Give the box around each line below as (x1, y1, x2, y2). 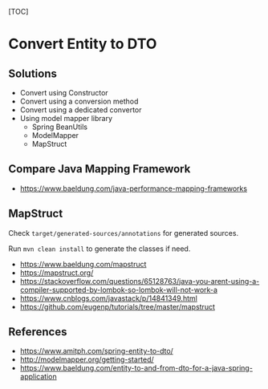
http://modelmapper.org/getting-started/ (19, 355, 154, 364)
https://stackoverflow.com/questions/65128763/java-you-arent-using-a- (19, 276, 260, 286)
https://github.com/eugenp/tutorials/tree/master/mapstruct (19, 302, 215, 311)
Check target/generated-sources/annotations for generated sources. (8, 228, 239, 237)
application (19, 372, 58, 382)
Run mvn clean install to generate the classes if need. (8, 244, 191, 253)
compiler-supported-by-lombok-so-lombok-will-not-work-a (19, 285, 218, 294)
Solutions (8, 67, 58, 80)
